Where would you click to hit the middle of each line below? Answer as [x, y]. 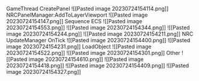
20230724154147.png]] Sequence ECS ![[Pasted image [74, 21]
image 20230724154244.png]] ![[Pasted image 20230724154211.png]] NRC [100, 34]
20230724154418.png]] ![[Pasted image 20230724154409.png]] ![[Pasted [98, 66]
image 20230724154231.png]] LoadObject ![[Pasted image [79, 46]
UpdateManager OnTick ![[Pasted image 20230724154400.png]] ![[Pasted [98, 40]
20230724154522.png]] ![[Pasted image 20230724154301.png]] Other [93, 53]
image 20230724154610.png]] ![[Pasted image [86, 59]
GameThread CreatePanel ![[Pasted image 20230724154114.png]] [87, 9]
